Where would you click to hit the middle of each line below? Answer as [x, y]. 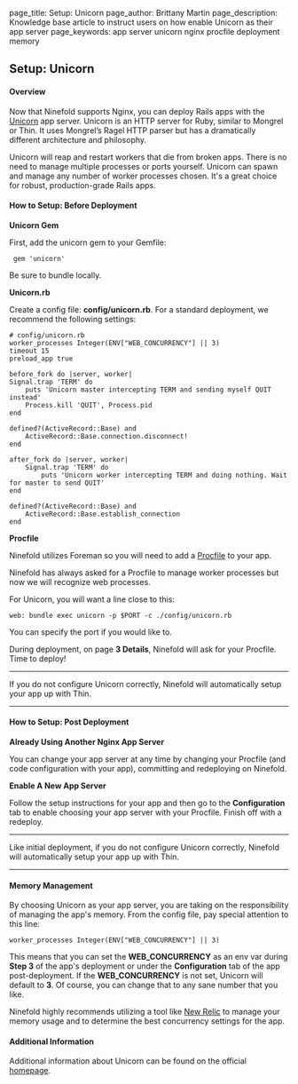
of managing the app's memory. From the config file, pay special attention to [149, 914]
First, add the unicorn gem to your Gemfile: [88, 242]
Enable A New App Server [58, 786]
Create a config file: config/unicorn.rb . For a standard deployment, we [139, 309]
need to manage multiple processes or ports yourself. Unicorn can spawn [144, 166]
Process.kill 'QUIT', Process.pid [89, 405]
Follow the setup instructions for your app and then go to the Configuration [147, 803]
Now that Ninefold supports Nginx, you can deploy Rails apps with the [137, 111]
